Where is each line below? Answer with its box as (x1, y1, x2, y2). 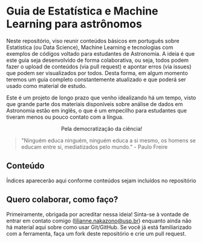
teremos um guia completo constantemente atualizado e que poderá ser (6, 76, 186, 83)
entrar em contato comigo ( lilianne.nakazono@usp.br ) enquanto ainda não (6, 217, 192, 224)
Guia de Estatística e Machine (6, 4, 158, 18)
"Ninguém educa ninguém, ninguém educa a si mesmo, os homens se (21, 136, 196, 144)
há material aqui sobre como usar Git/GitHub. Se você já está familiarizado (6, 223, 192, 231)
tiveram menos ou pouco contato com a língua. (6, 113, 124, 121)
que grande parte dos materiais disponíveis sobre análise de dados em (6, 100, 183, 107)
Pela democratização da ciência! (60, 125, 143, 132)
